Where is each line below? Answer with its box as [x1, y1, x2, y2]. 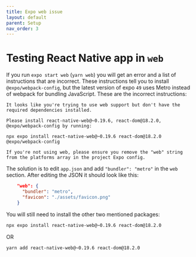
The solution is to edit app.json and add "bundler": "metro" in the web [6, 165, 178, 172]
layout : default [6, 14, 47, 20]
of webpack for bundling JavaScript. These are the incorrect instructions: [6, 91, 187, 98]
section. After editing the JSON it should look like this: [6, 172, 139, 179]
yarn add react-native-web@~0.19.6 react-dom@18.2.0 [6, 244, 140, 251]
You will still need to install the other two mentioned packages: [6, 211, 160, 218]
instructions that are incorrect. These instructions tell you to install [6, 77, 169, 85]
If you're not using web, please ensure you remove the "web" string [6, 150, 183, 156]
